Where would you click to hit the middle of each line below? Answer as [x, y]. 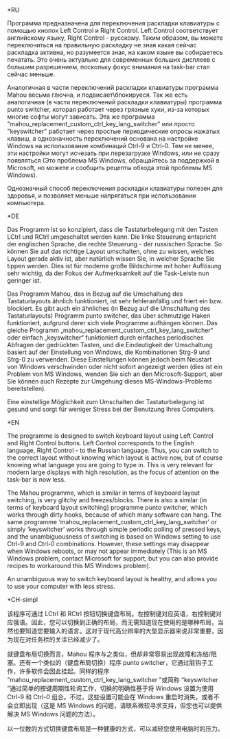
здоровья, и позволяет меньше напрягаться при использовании [102, 196]
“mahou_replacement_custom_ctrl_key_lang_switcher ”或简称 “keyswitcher [113, 680]
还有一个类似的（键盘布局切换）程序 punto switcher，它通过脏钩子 [113, 662]
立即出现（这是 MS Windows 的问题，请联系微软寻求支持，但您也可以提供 [117, 705]
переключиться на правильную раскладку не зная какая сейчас [102, 45]
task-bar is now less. [37, 479]
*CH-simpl [23, 599]
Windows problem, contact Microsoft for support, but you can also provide [113, 558]
